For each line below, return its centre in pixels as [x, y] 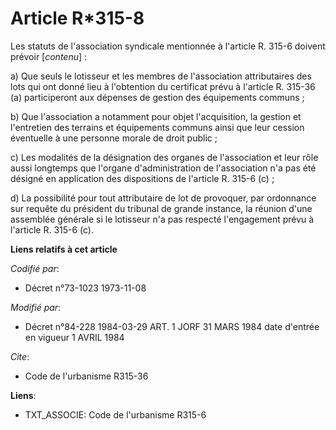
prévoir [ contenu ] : [49, 56]
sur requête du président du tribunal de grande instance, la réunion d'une [161, 208]
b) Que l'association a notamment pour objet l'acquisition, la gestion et [156, 116]
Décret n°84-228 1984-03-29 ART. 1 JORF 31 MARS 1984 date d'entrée [172, 326]
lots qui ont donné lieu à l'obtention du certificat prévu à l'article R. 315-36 [163, 86]
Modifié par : [36, 307]
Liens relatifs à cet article [64, 249]
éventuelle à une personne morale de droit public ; [114, 138]
